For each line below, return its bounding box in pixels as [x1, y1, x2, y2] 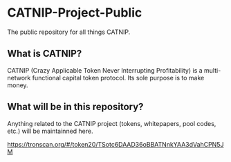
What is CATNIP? [7, 48, 82, 60]
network [7, 73, 31, 82]
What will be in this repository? [7, 101, 144, 113]
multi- [203, 66, 221, 74]
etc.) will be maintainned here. [7, 127, 93, 135]
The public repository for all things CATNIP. [7, 28, 131, 36]
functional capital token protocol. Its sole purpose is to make [32, 73, 205, 82]
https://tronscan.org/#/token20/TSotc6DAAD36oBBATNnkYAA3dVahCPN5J [7, 140, 224, 148]
